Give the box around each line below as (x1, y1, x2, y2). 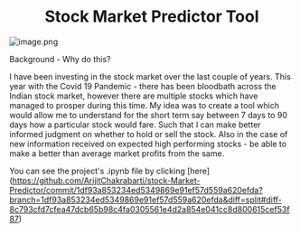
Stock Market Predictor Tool (44, 6, 259, 27)
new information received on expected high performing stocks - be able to (9, 138, 287, 149)
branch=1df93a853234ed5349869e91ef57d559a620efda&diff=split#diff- (9, 194, 283, 205)
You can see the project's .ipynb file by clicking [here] (9, 165, 211, 176)
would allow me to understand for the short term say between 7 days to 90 (9, 109, 287, 120)
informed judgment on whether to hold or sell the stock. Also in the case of (9, 128, 288, 139)
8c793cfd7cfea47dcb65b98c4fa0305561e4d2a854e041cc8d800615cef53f (9, 203, 291, 214)
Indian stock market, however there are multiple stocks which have (9, 90, 258, 101)
